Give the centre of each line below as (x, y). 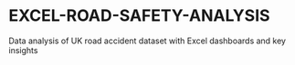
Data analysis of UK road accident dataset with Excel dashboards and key (147, 41)
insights (23, 50)
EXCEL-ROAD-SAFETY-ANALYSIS (139, 16)
